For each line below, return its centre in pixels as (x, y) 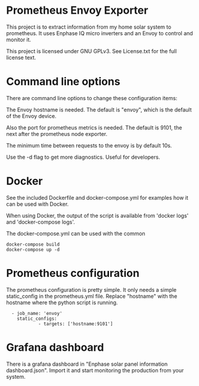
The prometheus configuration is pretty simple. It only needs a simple (91, 289)
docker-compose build (33, 244)
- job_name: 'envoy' (37, 313)
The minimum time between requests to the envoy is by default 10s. (89, 145)
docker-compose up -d (33, 249)
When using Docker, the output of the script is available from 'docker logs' (97, 215)
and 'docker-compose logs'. (41, 222)
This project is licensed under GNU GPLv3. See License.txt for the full (91, 51)
